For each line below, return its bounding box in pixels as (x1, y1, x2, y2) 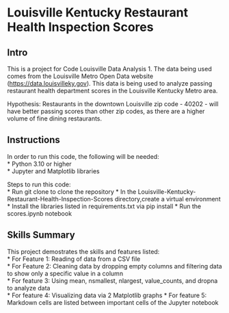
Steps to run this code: (7, 180, 71, 188)
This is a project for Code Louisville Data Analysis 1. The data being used (7, 65, 212, 73)
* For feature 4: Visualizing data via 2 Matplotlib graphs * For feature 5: (7, 291, 207, 299)
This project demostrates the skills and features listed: (7, 247, 160, 255)
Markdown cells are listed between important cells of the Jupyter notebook (7, 298, 219, 306)
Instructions (7, 134, 60, 146)
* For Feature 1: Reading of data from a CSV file (7, 255, 141, 263)
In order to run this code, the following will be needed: (7, 152, 159, 160)
